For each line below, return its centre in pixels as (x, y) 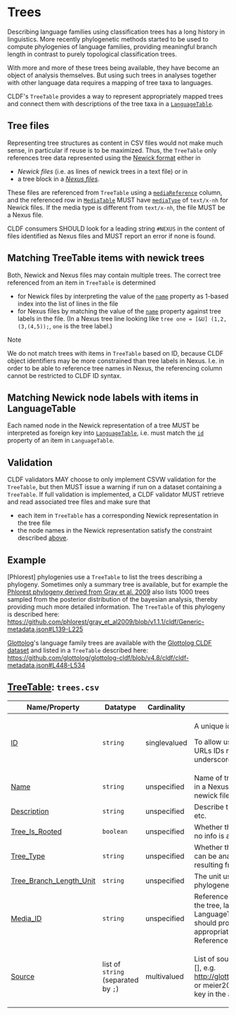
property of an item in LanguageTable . (61, 441)
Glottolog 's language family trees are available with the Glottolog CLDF (110, 643)
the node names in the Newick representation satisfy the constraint (114, 531)
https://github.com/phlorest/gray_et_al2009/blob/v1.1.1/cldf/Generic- (106, 622)
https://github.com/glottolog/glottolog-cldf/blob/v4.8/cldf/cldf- (98, 658)
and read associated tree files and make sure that (79, 502)
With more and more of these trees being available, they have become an (113, 67)
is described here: (33, 614)
